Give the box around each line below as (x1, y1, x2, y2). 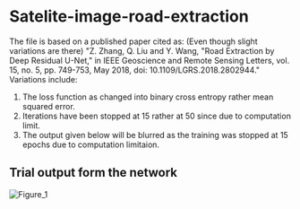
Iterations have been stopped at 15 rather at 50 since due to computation (21, 110, 291, 121)
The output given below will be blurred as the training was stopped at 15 (21, 129, 288, 140)
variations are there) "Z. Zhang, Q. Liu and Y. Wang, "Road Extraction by (9, 45, 275, 56)
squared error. (21, 100, 76, 111)
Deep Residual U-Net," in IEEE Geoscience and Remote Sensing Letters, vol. (9, 55, 290, 65)
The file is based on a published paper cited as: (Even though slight (9, 36, 258, 47)
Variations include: (9, 74, 78, 84)
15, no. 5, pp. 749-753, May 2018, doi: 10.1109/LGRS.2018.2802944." (9, 65, 261, 75)
